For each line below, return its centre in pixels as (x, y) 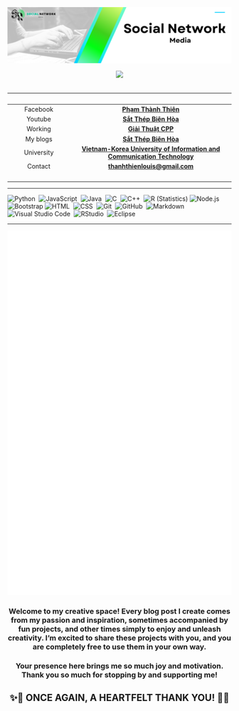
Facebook (38, 109)
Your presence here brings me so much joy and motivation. (119, 666)
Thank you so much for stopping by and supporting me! (119, 675)
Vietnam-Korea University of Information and (151, 149)
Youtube (39, 119)
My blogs (39, 139)
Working (39, 129)
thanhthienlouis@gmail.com (151, 166)
